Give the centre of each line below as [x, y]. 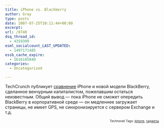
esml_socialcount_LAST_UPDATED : [38, 46]
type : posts [17, 18]
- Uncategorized [26, 69]
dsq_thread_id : [20, 37]
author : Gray [18, 14]
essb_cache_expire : [25, 55]
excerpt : [14, 28]
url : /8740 [16, 32]
